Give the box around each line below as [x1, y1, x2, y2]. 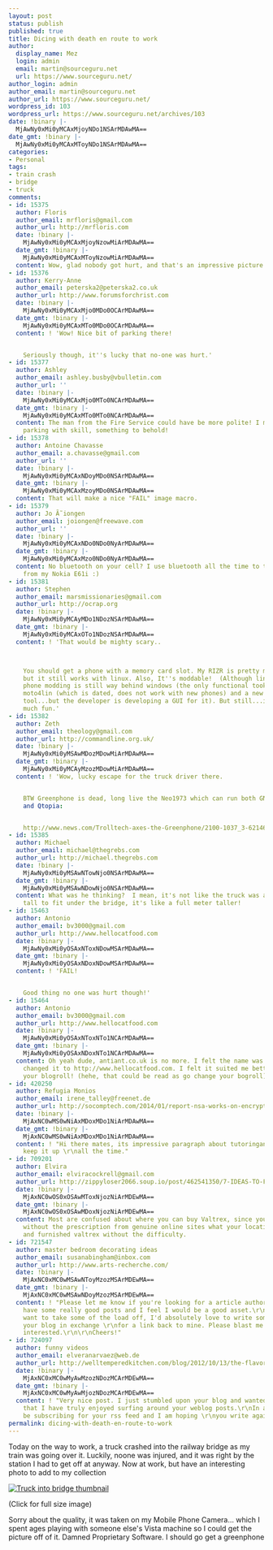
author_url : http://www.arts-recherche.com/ [15, 1261, 169, 1269]
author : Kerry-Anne [15, 276, 82, 284]
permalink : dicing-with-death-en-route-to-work [8, 1419, 173, 1427]
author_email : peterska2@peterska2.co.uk [15, 284, 158, 292]
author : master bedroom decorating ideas [15, 1245, 158, 1253]
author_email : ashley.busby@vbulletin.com [15, 374, 162, 382]
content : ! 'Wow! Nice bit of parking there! [15, 329, 173, 337]
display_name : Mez [15, 50, 79, 58]
